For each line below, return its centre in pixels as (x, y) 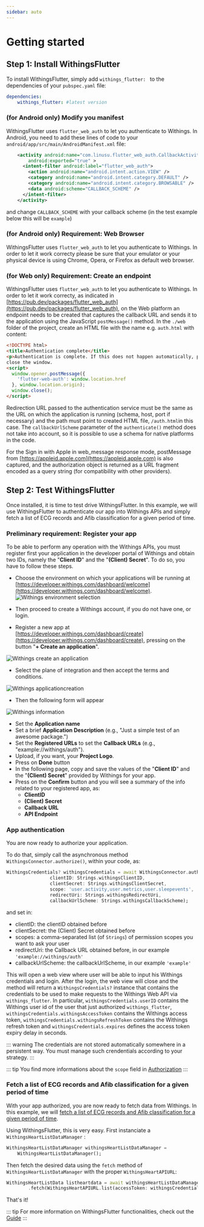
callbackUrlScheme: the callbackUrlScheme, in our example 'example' (103, 963)
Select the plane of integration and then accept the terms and (92, 670)
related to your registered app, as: (57, 788)
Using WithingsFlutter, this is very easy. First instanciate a (78, 1130)
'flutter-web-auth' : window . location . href (72, 379)
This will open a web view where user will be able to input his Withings (94, 974)
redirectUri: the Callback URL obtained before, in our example (92, 950)
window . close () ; (32, 391)
